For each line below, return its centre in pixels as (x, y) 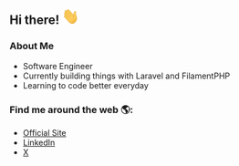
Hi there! (35, 21)
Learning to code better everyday (85, 85)
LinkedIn (39, 143)
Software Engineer (57, 66)
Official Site (44, 133)
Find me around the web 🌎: (72, 109)
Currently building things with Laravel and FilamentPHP (126, 76)
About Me (32, 47)
